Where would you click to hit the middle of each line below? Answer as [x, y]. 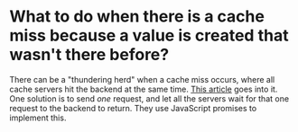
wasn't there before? [89, 55]
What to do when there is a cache [137, 17]
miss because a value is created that [149, 35]
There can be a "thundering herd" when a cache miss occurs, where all [142, 79]
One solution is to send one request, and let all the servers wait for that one [149, 98]
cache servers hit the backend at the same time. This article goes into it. [144, 89]
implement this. [38, 118]
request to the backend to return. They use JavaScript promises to [133, 108]
